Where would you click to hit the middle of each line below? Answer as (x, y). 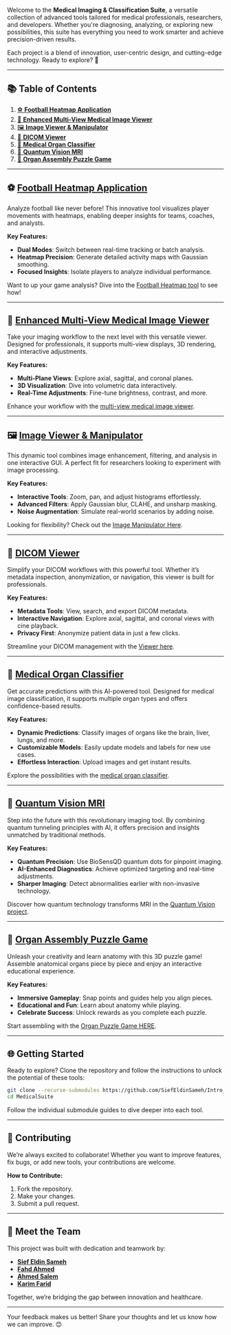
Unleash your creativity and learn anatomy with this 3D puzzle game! (105, 956)
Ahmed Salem (37, 1276)
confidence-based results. (45, 706)
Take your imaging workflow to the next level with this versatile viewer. (107, 337)
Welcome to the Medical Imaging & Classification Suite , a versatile (102, 10)
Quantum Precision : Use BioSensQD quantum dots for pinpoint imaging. (120, 861)
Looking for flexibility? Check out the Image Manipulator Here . (95, 525)
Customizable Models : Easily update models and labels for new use (114, 747)
